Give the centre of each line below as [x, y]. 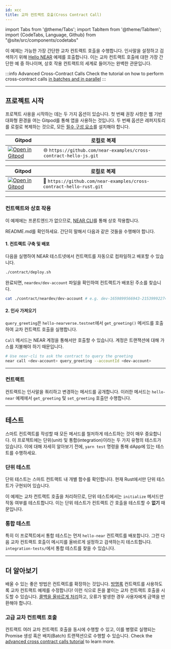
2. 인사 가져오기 [21, 311]
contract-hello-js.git [71, 156]
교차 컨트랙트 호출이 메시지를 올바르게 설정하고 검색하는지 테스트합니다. [81, 542]
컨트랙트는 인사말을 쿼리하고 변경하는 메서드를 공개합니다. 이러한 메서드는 [78, 391]
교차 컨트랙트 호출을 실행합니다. [46, 329]
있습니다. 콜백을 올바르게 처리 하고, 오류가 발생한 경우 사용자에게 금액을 [90, 597]
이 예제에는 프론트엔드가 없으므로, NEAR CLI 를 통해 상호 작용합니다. [73, 220]
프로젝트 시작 [25, 101]
